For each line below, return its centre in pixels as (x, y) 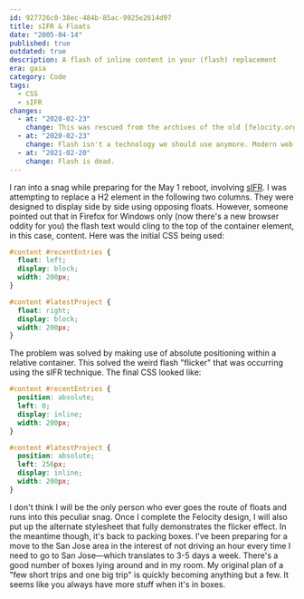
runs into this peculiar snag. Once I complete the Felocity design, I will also (148, 516)
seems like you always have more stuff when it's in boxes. (118, 584)
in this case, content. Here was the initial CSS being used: (117, 235)
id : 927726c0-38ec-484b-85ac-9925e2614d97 (90, 18)
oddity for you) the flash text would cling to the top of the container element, (152, 226)
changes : (26, 111)
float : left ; (42, 260)
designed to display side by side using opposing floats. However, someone (149, 206)
